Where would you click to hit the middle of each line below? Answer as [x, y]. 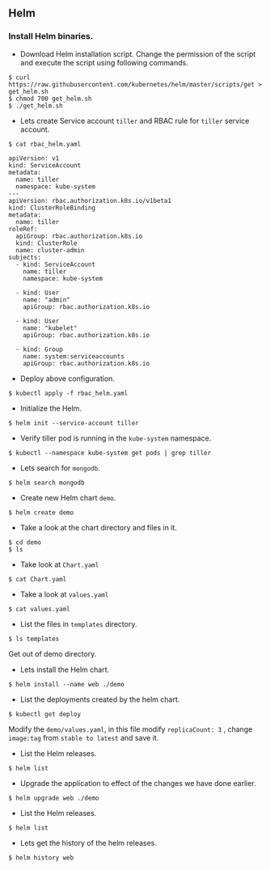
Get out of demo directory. [53, 653]
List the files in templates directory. [78, 624]
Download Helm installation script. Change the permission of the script [138, 54]
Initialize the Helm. [51, 408]
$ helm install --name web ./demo [67, 684]
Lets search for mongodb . [60, 467]
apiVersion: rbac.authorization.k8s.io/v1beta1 [90, 201]
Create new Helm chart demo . [68, 497]
